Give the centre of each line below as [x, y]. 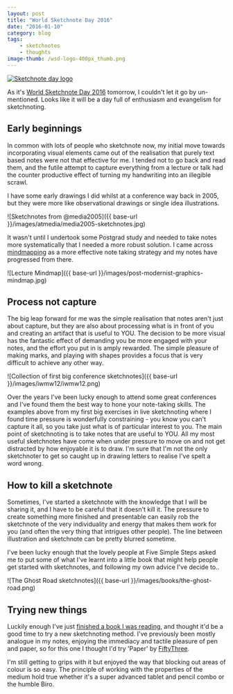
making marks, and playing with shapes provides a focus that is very [105, 355]
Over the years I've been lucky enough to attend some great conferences [112, 397]
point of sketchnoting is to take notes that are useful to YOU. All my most [111, 434]
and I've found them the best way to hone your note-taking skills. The [106, 405]
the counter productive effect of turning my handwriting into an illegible [109, 175]
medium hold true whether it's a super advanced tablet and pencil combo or [116, 677]
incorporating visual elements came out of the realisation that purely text [111, 153]
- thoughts [35, 53]
